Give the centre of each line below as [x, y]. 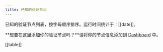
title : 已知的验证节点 [26, 10]
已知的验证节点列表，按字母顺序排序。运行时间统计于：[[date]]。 [72, 24]
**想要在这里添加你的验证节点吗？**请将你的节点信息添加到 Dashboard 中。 [83, 34]
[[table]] [13, 44]
